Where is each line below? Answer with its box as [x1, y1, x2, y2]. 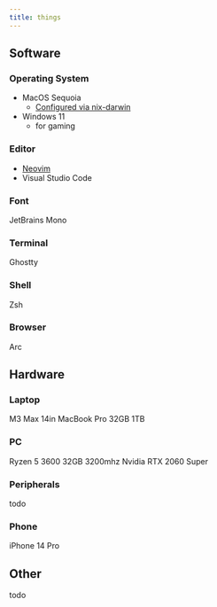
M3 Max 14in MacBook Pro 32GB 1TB [9, 414, 145, 424]
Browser [9, 321, 47, 333]
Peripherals [9, 478, 60, 490]
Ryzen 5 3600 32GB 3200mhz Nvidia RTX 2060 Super [9, 455, 208, 466]
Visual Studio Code [21, 172, 93, 183]
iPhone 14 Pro [9, 541, 60, 551]
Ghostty [9, 257, 38, 268]
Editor [9, 143, 36, 155]
